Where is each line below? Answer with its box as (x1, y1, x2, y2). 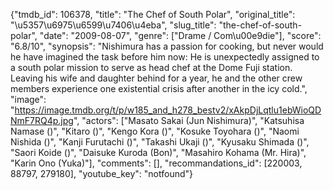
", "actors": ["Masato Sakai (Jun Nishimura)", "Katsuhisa (73, 115, 305, 126)
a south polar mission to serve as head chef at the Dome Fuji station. (10, 62, 293, 73)
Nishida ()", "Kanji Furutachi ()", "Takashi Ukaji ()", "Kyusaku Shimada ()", (10, 136, 310, 148)
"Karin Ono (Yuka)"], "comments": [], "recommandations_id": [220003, (10, 157, 303, 169)
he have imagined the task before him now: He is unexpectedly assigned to (10, 51, 320, 63)
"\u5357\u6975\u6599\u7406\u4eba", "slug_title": (10, 19, 217, 31)
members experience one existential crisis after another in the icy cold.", (10, 83, 308, 94)
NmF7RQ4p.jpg (10, 115, 74, 126)
